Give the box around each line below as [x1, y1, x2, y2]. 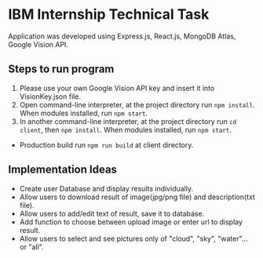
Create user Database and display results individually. [19, 184, 194, 193]
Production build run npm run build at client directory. [19, 140, 194, 150]
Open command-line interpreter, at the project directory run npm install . [19, 100, 255, 109]
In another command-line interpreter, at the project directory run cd [19, 116, 237, 126]
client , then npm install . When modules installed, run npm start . [19, 125, 232, 134]
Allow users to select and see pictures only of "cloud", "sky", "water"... [19, 234, 248, 243]
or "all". [19, 242, 44, 252]
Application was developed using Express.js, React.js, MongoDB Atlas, [8, 31, 236, 41]
